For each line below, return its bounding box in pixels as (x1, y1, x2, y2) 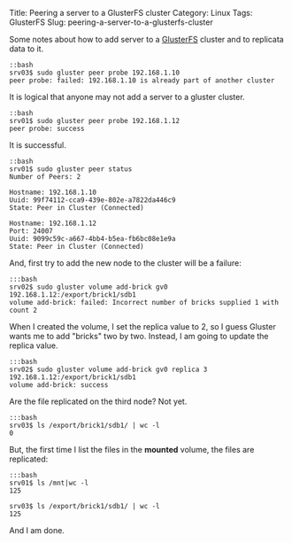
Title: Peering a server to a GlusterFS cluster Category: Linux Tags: (9, 8, 253, 18)
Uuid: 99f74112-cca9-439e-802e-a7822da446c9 (9, 196, 176, 205)
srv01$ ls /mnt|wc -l (9, 478, 89, 487)
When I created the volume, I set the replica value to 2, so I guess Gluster (9, 322, 276, 331)
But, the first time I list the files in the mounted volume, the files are (9, 445, 255, 454)
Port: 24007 (9, 227, 53, 236)
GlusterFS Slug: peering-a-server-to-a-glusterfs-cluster (9, 17, 214, 27)
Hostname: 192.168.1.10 (9, 188, 97, 197)
